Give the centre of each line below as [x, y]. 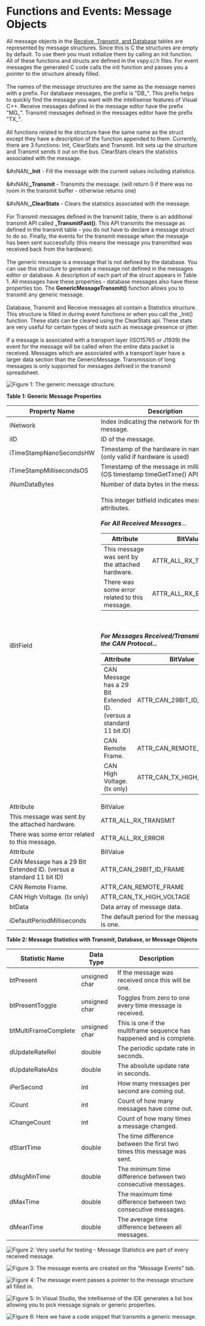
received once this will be [154, 980]
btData [19, 907]
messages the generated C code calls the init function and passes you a [97, 67]
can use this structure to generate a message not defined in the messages [100, 268]
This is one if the [141, 1023]
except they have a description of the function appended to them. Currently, [102, 138]
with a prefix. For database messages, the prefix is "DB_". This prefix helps [100, 93]
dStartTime [25, 1147]
